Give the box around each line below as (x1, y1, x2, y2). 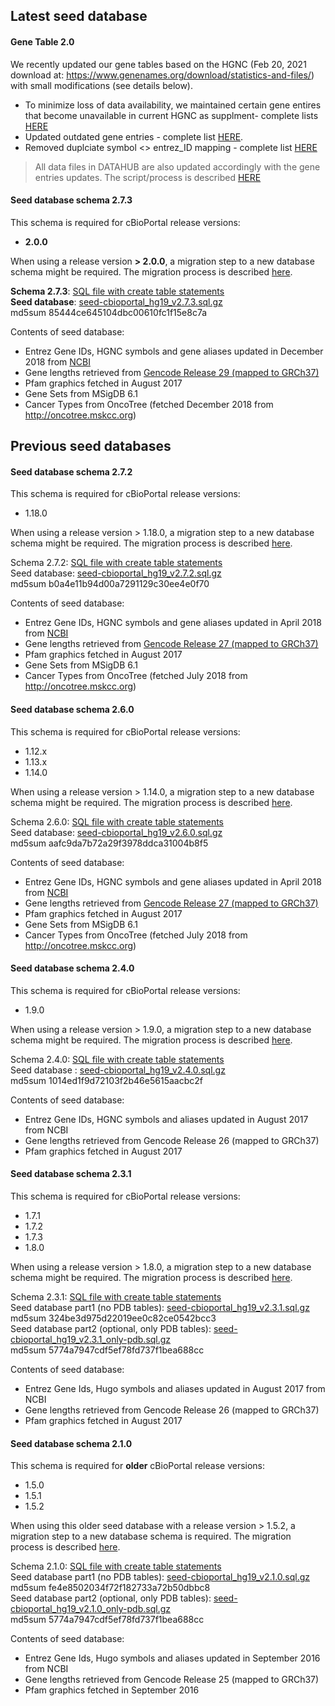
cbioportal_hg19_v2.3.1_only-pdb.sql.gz (10, 1334, 172, 1345)
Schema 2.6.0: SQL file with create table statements (10, 815, 224, 828)
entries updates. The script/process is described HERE (34, 171, 262, 183)
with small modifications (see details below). (10, 79, 194, 91)
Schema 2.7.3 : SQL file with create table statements (10, 285, 225, 297)
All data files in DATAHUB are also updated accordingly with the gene (34, 160, 321, 173)
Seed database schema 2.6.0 (10, 703, 135, 715)
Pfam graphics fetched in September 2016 (24, 1684, 200, 1696)
